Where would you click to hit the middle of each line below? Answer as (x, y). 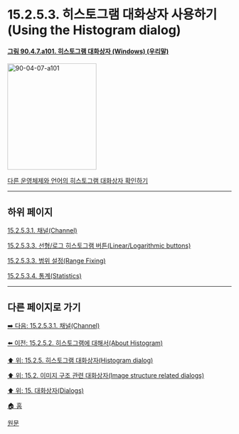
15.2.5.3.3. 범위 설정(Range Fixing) (57, 261)
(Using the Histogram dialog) (94, 30)
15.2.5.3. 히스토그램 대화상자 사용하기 (112, 15)
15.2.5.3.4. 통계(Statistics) (44, 276)
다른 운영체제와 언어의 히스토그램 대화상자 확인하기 (78, 181)
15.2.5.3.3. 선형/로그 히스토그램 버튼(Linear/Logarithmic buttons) (99, 245)
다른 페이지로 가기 (44, 307)
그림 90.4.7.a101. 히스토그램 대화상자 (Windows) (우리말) (88, 51)
